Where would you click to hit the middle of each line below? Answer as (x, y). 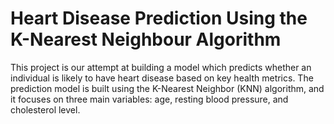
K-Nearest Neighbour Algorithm (146, 39)
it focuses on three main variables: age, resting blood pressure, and (149, 99)
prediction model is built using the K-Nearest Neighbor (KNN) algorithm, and (167, 88)
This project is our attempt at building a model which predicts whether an (161, 67)
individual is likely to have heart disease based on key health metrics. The (162, 78)
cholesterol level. (45, 109)
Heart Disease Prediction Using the (159, 18)
